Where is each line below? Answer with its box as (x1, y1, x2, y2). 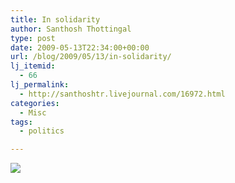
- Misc (19, 107, 47, 118)
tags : (10, 117, 33, 127)
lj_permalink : (10, 80, 70, 90)
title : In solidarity (10, 14, 101, 25)
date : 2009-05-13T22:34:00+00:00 (10, 42, 150, 53)
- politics (19, 126, 65, 136)
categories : (10, 98, 60, 108)
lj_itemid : (10, 61, 56, 71)
